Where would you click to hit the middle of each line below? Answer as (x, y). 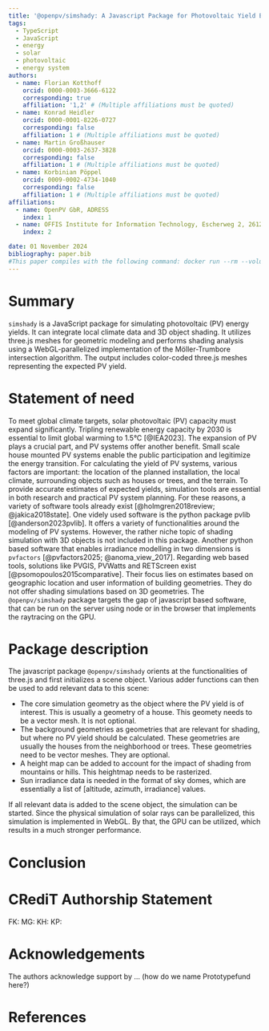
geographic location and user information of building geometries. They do (130, 582)
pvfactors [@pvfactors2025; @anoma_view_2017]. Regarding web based (129, 557)
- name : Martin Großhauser (60, 142)
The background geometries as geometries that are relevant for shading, (140, 729)
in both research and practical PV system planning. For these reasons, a (127, 497)
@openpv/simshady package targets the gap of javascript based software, (127, 599)
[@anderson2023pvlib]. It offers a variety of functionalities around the (124, 523)
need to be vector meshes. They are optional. (95, 755)
